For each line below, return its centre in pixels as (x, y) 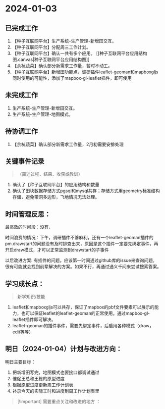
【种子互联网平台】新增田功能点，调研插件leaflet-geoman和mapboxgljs (85, 72)
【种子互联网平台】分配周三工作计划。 (51, 47)
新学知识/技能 (31, 297)
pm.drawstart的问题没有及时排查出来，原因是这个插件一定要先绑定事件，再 (82, 244)
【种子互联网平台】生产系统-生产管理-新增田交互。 (64, 41)
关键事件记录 (25, 161)
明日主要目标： (20, 361)
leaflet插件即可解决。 (34, 319)
